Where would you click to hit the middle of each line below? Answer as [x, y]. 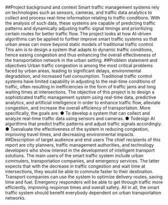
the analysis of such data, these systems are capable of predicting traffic [80, 23]
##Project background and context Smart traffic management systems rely [82, 7]
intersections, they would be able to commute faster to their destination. [79, 171]
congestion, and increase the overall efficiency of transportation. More [78, 108]
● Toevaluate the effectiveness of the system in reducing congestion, [77, 129]
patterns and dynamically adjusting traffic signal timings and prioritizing [79, 28]
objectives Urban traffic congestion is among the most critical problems [79, 65]
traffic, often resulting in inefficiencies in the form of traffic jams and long [80, 87]
